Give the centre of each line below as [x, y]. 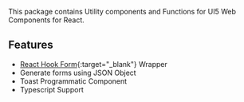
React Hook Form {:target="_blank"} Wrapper [93, 64]
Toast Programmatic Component [73, 81]
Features [31, 45]
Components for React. [47, 20]
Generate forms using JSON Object [78, 73]
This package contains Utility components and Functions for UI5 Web [122, 12]
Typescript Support [51, 89]
